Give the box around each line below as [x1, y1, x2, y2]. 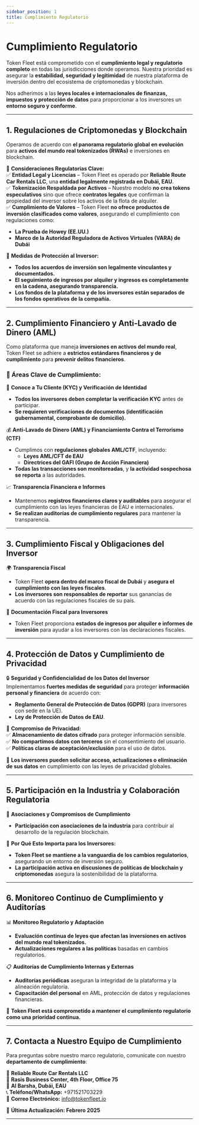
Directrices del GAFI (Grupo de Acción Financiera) [23, 459, 149, 466]
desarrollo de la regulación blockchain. [14, 828, 110, 835]
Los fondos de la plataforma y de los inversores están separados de [14, 289, 185, 296]
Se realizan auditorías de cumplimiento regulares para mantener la [14, 510, 181, 517]
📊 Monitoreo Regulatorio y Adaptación [6, 918, 104, 926]
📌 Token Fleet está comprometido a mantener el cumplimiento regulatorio [6, 1007, 191, 1014]
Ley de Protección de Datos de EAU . [14, 713, 105, 720]
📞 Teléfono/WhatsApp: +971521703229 [6, 1089, 103, 1096]
